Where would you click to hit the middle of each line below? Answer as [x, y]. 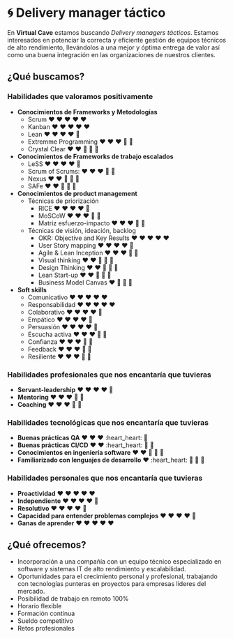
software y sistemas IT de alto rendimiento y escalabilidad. [102, 569]
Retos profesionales [46, 629]
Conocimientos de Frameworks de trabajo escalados [95, 156]
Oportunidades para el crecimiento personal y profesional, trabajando [117, 576]
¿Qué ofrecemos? [47, 544]
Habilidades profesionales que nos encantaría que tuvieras [109, 375]
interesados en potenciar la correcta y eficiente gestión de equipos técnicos [117, 40]
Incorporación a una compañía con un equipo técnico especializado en [119, 562]
